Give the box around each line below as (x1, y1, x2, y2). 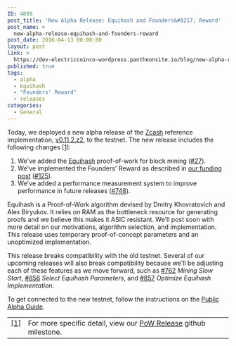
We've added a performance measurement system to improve (17, 179, 197, 187)
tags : (7, 69, 23, 76)
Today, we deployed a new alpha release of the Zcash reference (7, 128, 193, 136)
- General (13, 109, 42, 116)
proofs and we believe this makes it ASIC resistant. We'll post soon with (7, 215, 214, 223)
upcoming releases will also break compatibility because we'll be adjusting (7, 259, 223, 267)
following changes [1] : (7, 142, 72, 152)
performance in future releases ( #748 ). (17, 186, 131, 194)
